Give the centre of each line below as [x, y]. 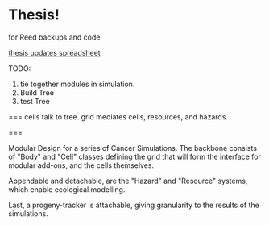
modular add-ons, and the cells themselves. [81, 165]
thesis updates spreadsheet [54, 52]
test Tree [35, 101]
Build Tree [37, 92]
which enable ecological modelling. [67, 189]
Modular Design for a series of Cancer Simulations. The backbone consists [133, 148]
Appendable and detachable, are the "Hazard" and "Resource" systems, [128, 181]
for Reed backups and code [54, 37]
